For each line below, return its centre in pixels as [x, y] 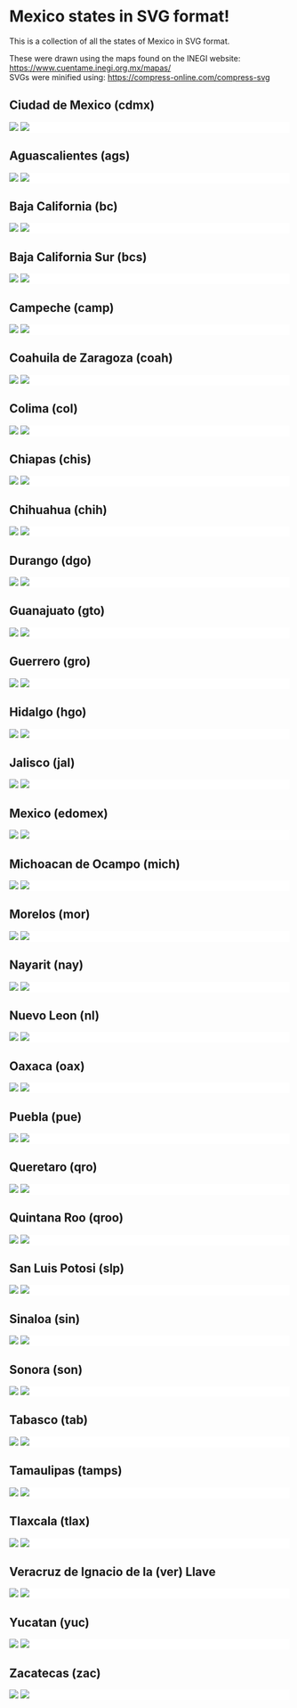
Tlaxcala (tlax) [50, 1521]
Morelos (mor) [50, 915]
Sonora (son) [46, 1369]
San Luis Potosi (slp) [67, 1268]
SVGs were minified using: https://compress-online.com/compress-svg [140, 77]
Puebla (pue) [46, 1117]
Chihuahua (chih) [58, 510]
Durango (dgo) [50, 560]
